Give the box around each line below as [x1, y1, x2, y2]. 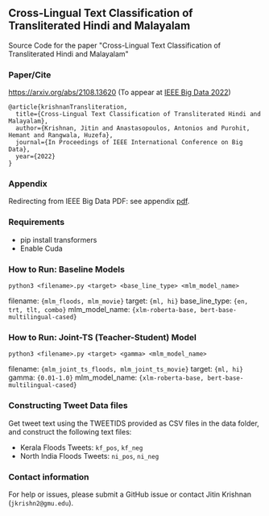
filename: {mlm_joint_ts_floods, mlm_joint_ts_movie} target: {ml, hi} [8, 364, 244, 374]
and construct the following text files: [8, 427, 132, 436]
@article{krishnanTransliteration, [8, 103, 128, 111]
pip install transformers [19, 235, 97, 244]
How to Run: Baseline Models [8, 264, 125, 275]
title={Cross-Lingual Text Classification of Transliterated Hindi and [15, 110, 262, 119]
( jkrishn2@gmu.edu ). [8, 497, 74, 507]
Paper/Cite [8, 69, 52, 80]
